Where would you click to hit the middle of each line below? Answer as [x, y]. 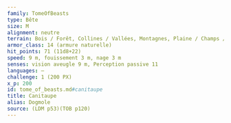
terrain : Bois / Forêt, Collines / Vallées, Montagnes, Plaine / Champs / [117, 39]
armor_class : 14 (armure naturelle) [59, 45]
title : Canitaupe [32, 96]
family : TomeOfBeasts [38, 13]
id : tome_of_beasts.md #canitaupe [55, 90]
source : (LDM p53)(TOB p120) [49, 109]
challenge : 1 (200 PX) [40, 77]
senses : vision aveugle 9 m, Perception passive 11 [82, 64]
